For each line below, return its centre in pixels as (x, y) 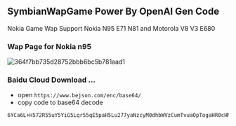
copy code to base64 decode (60, 103)
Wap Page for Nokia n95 (50, 46)
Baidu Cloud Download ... (52, 80)
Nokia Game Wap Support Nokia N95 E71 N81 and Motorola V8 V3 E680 (111, 28)
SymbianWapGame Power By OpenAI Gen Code (113, 12)
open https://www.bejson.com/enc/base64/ (79, 95)
